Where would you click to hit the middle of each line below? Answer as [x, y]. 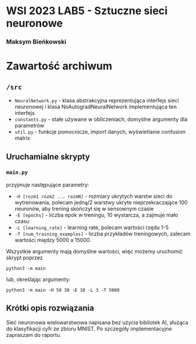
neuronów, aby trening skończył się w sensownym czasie [84, 209]
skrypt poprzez [24, 257]
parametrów [29, 125]
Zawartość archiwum [59, 66]
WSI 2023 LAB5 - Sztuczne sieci [87, 11]
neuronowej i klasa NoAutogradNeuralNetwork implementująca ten [96, 107]
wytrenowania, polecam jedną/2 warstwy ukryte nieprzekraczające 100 [101, 202]
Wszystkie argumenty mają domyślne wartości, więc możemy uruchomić [94, 251]
